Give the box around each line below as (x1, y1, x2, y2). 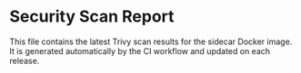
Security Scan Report (9, 6, 175, 27)
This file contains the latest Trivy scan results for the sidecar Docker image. (9, 36, 293, 47)
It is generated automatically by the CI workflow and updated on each (9, 45, 271, 56)
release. (9, 55, 40, 66)
